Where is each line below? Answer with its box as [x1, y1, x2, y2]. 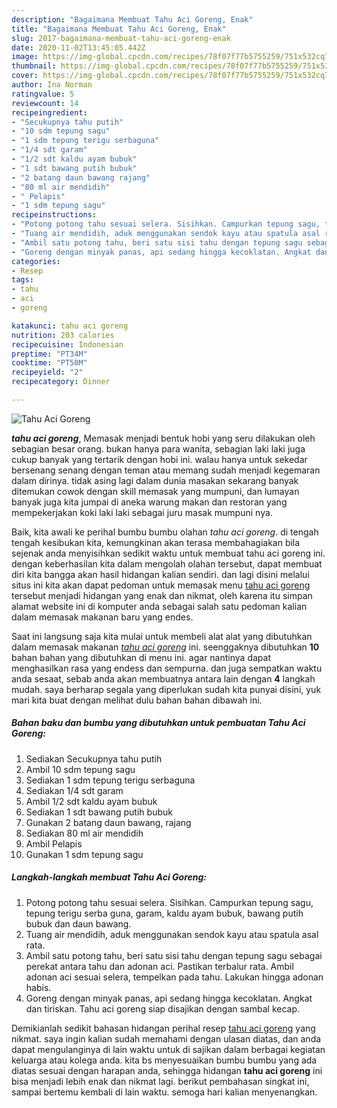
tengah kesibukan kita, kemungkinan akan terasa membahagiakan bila [11, 536, 301, 548]
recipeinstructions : [11, 210, 98, 220]
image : [11, 52, 39, 62]
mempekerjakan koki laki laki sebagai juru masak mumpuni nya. [11, 506, 273, 518]
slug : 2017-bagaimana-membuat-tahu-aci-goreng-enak [11, 33, 231, 43]
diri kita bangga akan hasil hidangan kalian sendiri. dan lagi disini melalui [11, 568, 310, 580]
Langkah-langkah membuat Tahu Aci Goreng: [11, 871, 208, 883]
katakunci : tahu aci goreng [11, 321, 129, 331]
